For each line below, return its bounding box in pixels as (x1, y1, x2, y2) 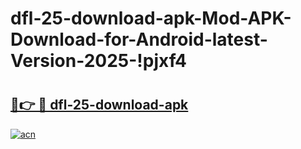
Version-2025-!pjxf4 (10, 50, 187, 72)
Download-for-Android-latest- (10, 28, 268, 51)
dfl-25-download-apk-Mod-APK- (10, 7, 292, 30)
